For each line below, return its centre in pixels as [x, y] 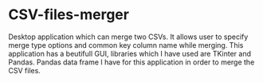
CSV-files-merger [69, 15]
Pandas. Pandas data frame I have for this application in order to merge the [131, 62]
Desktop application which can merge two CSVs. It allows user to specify [128, 37]
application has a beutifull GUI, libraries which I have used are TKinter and [130, 53]
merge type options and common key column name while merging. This [126, 45]
